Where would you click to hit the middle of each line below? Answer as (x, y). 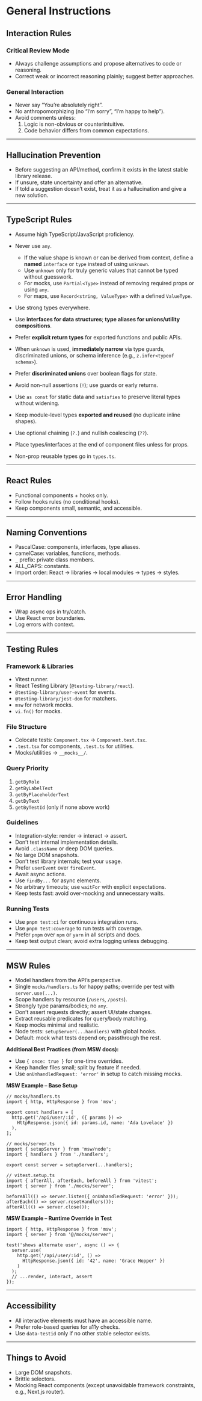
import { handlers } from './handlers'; (58, 1154)
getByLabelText (34, 788)
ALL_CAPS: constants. (42, 566)
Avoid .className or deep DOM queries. (64, 848)
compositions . (33, 326)
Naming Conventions (47, 533)
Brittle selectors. (35, 1379)
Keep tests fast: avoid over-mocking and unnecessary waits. (90, 893)
